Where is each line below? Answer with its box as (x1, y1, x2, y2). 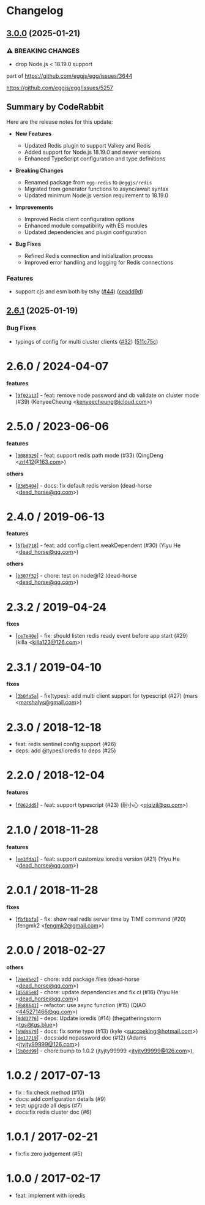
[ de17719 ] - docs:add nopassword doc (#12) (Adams (15, 1034, 147, 1041)
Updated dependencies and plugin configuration (24, 228, 147, 236)
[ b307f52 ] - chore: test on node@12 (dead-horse (15, 572, 137, 580)
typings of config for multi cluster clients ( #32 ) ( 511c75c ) (15, 338, 158, 345)
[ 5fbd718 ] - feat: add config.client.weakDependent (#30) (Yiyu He (15, 542, 181, 549)
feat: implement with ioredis (15, 1192, 86, 1199)
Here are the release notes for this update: (6, 118, 113, 126)
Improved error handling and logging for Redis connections (24, 259, 174, 266)
